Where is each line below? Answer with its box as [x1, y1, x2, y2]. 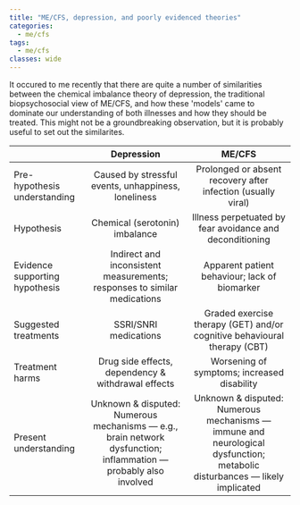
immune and [212, 425, 265, 438]
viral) [228, 197, 250, 208]
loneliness [114, 191, 157, 203]
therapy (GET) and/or [194, 318, 284, 331]
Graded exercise [204, 307, 274, 319]
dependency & [104, 366, 167, 378]
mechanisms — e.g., [93, 420, 179, 432]
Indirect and [110, 248, 161, 260]
